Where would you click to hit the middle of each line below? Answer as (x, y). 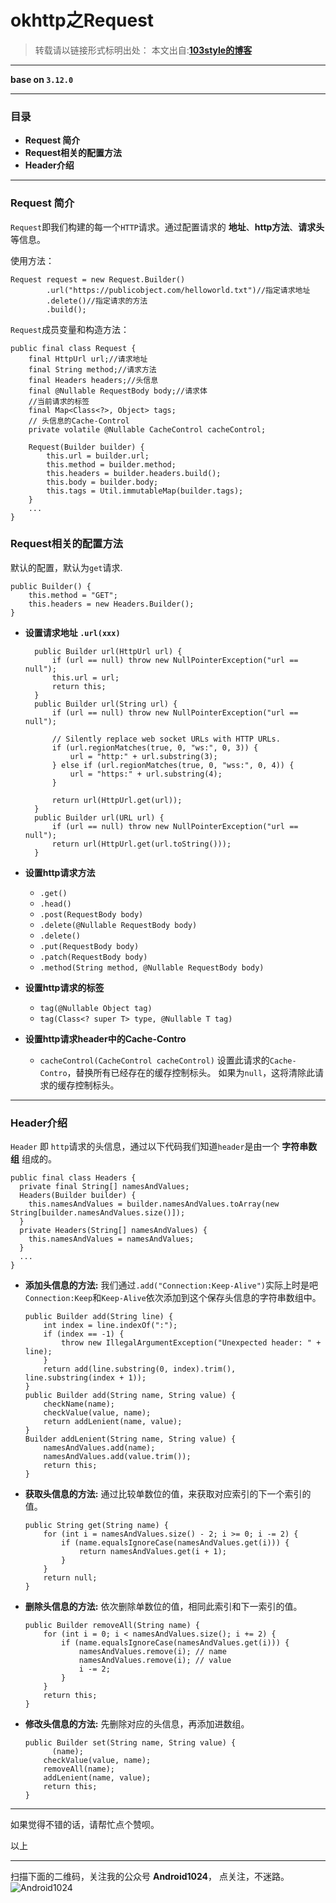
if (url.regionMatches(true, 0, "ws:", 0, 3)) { (155, 747)
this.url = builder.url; (98, 456)
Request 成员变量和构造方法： (70, 329)
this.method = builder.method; (111, 464)
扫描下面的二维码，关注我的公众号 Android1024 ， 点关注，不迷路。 (150, 1877)
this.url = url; (85, 677)
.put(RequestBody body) (89, 946)
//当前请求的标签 (59, 401)
